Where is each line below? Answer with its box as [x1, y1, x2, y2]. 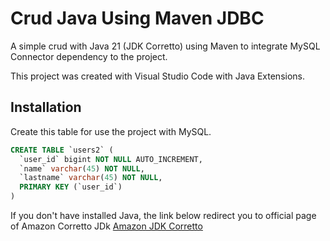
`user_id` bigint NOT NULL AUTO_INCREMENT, [19, 154, 203, 164]
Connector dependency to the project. [10, 50, 168, 62]
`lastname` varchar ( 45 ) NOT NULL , [19, 173, 163, 183]
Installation [10, 99, 82, 116]
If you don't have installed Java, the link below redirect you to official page [10, 210, 317, 221]
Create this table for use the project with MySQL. [10, 125, 212, 137]
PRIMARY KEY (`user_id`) [19, 182, 123, 192]
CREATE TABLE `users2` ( [10, 145, 114, 155]
